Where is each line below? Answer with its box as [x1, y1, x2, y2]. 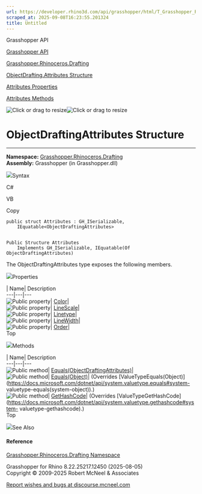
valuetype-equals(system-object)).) [6, 386, 95, 393]
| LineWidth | [50, 317, 81, 324]
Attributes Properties [6, 83, 58, 90]
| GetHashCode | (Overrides [47, 392, 116, 399]
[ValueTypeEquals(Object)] [118, 373, 185, 380]
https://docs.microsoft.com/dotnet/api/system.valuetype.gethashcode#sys [8, 399, 194, 406]
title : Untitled [6, 20, 47, 26]
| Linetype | [50, 311, 77, 318]
